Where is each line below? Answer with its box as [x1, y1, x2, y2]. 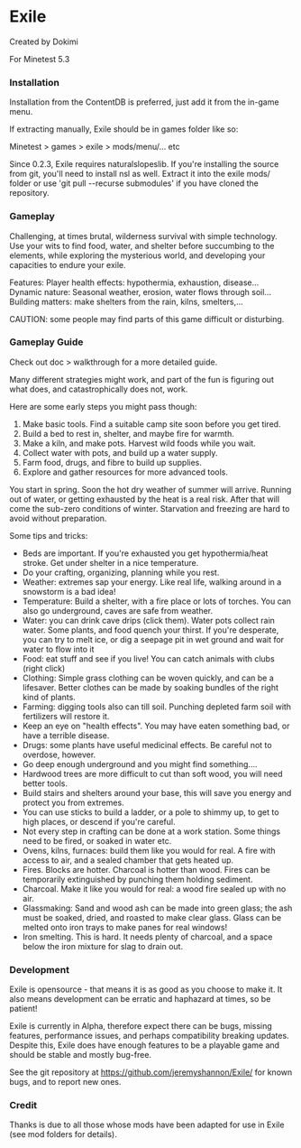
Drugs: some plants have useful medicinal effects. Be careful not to [22, 739, 272, 750]
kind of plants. [22, 691, 77, 702]
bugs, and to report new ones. [9, 1077, 122, 1088]
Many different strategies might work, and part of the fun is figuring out [9, 374, 275, 384]
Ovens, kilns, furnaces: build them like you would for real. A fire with [22, 845, 277, 856]
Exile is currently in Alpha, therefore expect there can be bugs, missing [9, 1021, 272, 1032]
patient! [9, 1004, 38, 1014]
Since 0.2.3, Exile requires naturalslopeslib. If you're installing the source [9, 159, 279, 170]
